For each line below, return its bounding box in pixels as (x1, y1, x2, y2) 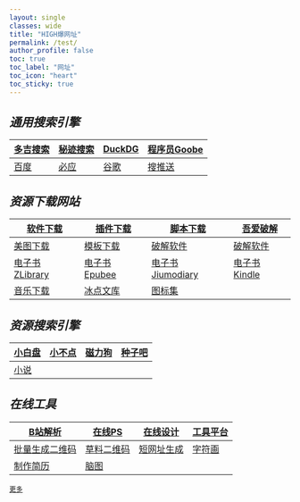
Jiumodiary (151, 269, 199, 281)
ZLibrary (13, 269, 50, 281)
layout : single (9, 13, 66, 22)
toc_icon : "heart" (9, 71, 78, 80)
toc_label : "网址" (9, 63, 75, 72)
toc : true (9, 54, 46, 63)
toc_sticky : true (9, 79, 74, 88)
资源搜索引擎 (9, 318, 80, 333)
